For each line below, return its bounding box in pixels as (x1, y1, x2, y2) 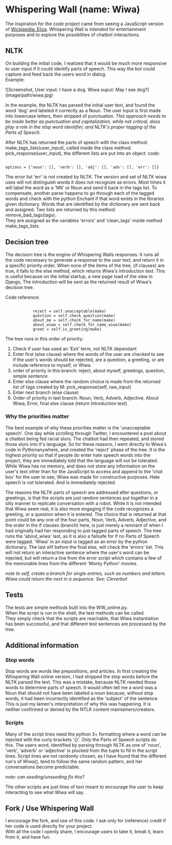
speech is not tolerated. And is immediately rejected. (5, 479, 116, 486)
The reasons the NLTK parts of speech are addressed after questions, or (5, 489, 159, 495)
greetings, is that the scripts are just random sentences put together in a (5, 495, 158, 501)
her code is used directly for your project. (5, 823, 93, 829)
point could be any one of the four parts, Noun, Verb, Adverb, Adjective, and (5, 516, 166, 523)
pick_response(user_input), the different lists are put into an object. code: (5, 150, 160, 156)
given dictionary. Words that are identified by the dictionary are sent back (5, 201, 160, 207)
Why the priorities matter (5, 413, 69, 420)
